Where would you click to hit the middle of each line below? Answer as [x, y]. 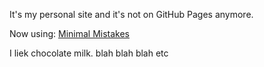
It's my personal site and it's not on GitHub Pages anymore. [131, 14]
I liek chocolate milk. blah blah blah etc [89, 53]
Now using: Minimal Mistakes [69, 33]
